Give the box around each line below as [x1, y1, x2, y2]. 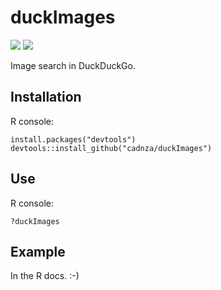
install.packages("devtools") [10, 134, 137, 145]
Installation [10, 89, 82, 106]
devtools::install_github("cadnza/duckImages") [10, 143, 213, 153]
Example [10, 243, 66, 260]
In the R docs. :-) [10, 270, 80, 282]
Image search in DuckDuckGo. [10, 59, 136, 71]
